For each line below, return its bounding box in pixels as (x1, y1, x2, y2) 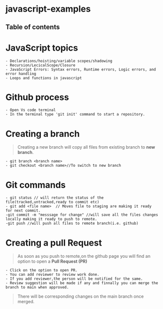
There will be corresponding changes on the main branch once (17, 293, 144, 299)
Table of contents (5, 23, 60, 31)
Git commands (5, 179, 66, 191)
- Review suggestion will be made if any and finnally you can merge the (5, 281, 159, 286)
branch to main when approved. (5, 285, 69, 290)
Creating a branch (5, 128, 80, 139)
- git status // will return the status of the (5, 195, 104, 200)
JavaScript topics (5, 42, 78, 53)
